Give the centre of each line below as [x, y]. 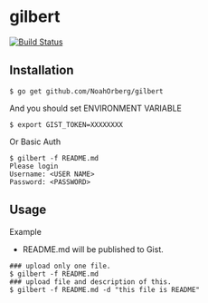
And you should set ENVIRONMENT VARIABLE [96, 108]
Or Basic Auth [35, 142]
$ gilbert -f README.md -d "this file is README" [105, 289]
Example [26, 231]
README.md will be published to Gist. [93, 249]
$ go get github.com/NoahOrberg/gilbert [87, 91]
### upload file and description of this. [90, 282]
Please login [34, 166]
